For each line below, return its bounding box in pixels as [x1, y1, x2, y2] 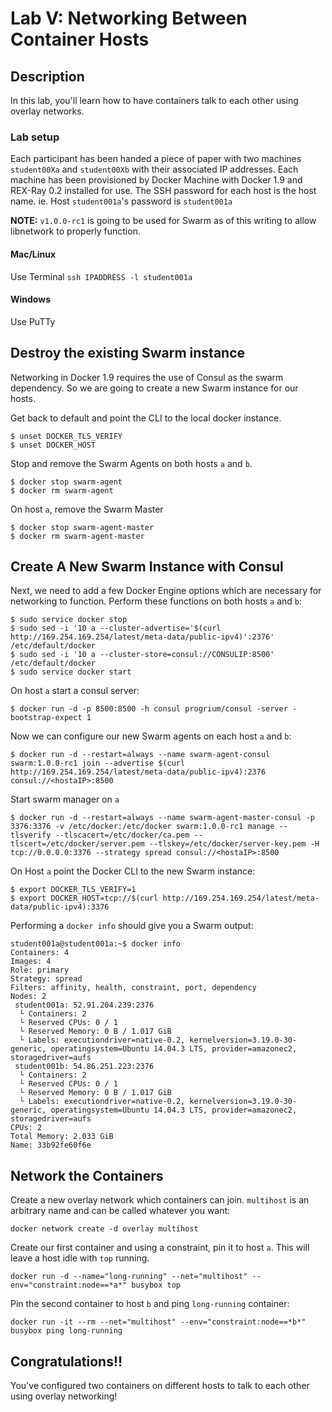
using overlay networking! [10, 1390, 118, 1402]
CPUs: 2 [10, 1123, 43, 1133]
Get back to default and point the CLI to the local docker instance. [10, 412, 282, 424]
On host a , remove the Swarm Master [10, 503, 164, 515]
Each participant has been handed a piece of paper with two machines [10, 153, 302, 165]
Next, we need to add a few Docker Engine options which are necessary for [10, 585, 322, 597]
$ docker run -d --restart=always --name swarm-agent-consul [10, 750, 271, 760]
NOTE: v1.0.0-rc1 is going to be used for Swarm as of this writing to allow [10, 215, 317, 227]
